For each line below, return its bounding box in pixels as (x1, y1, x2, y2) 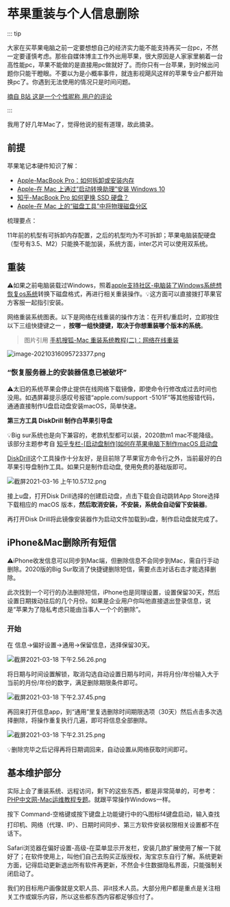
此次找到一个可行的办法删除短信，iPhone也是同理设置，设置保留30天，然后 (7, 588, 220, 596)
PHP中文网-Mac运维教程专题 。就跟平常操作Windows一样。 (7, 795, 175, 804)
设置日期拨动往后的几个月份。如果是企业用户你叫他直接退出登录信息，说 (7, 597, 211, 605)
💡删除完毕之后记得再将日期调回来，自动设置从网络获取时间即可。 (7, 745, 192, 754)
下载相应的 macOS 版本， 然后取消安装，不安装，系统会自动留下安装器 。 (7, 500, 211, 508)
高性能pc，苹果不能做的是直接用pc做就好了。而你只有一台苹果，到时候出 (7, 60, 214, 69)
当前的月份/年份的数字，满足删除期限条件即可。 (7, 678, 142, 686)
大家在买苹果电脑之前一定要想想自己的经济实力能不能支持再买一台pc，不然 (7, 43, 218, 51)
